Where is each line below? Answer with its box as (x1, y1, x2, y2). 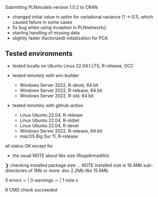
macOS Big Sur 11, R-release (19, 133, 78, 139)
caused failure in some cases (12, 19, 73, 25)
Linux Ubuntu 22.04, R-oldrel (19, 117, 79, 123)
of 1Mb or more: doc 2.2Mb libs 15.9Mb (28, 167, 108, 174)
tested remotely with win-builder (12, 72, 79, 78)
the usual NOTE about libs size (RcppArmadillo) (12, 152, 109, 159)
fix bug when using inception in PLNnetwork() (12, 24, 107, 30)
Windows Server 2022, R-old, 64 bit (19, 92, 94, 99)
